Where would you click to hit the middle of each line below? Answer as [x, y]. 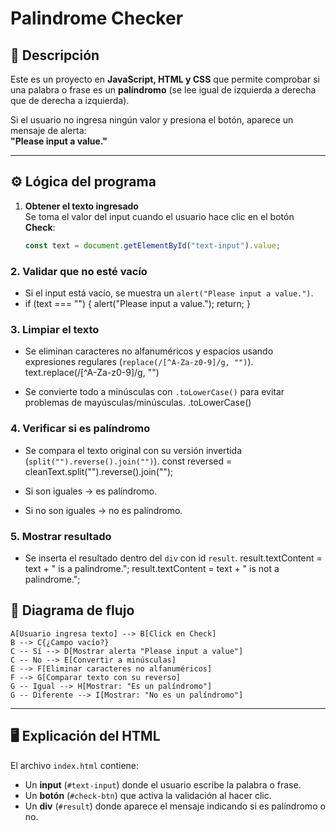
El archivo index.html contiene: [75, 765]
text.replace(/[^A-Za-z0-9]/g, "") [92, 373]
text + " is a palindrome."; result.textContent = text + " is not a [152, 568]
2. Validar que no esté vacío [79, 271]
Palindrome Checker [97, 18]
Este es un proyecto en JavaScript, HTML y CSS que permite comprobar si [165, 79]
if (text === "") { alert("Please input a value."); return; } [137, 303]
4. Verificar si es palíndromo [80, 429]
